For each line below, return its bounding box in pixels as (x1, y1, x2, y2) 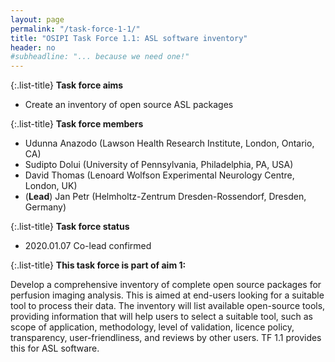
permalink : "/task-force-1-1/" (10, 24, 141, 34)
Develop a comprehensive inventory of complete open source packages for (10, 279, 322, 291)
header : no (10, 42, 56, 53)
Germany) (24, 201, 67, 213)
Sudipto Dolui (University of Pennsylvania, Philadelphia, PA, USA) (24, 159, 294, 171)
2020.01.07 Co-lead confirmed (24, 240, 152, 252)
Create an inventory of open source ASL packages (24, 99, 234, 111)
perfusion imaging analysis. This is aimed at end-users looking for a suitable (10, 289, 325, 301)
